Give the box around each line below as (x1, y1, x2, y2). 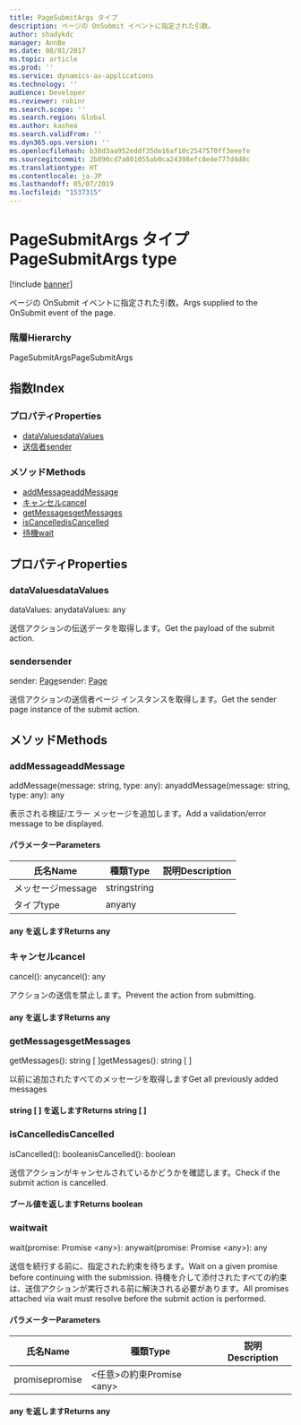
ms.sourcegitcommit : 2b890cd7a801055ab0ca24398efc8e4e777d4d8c (9, 154, 251, 164)
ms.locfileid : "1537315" (9, 188, 102, 197)
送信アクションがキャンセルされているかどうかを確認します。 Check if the (9, 1167, 280, 1178)
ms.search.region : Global (9, 113, 106, 122)
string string (106, 882, 155, 894)
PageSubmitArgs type (9, 249, 177, 270)
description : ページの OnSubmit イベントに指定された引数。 (9, 22, 215, 30)
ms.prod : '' (9, 64, 54, 73)
